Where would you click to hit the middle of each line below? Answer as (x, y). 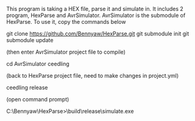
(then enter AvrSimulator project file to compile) (66, 52)
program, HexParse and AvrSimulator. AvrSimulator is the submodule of (96, 15)
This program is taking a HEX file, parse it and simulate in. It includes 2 (95, 9)
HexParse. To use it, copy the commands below (66, 22)
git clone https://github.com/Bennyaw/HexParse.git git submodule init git (98, 34)
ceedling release (27, 87)
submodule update (30, 40)
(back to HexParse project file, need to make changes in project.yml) (93, 75)
